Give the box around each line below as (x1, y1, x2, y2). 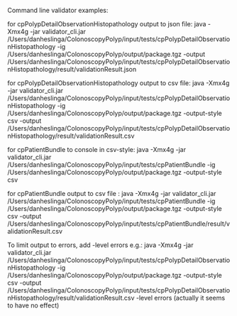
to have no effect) (7, 301, 60, 310)
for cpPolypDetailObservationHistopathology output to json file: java (7, 20, 206, 28)
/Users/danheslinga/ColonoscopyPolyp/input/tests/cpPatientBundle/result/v (7, 219, 231, 228)
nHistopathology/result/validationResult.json (7, 65, 137, 73)
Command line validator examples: (7, 6, 109, 14)
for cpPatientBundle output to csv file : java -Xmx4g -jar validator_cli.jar (7, 190, 216, 197)
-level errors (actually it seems (136, 294, 226, 302)
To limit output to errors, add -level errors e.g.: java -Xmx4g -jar (7, 241, 194, 249)
